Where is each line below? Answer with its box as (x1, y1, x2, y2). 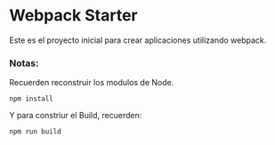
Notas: (9, 57, 39, 69)
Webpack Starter (9, 5, 138, 26)
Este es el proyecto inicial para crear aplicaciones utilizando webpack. (9, 35, 267, 45)
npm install (9, 94, 53, 103)
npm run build (9, 127, 62, 136)
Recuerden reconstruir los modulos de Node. (9, 77, 174, 88)
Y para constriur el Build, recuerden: (9, 110, 142, 121)
